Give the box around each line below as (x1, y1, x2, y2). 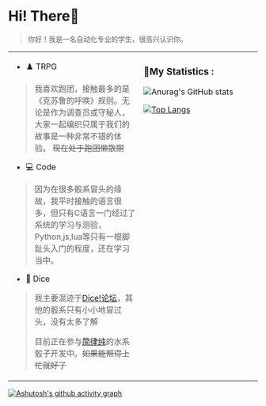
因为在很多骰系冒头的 (34, 184, 115, 195)
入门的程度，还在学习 (50, 243, 131, 254)
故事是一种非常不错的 (34, 131, 115, 142)
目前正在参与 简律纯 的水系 (34, 336, 131, 347)
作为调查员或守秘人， (50, 107, 131, 118)
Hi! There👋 (8, 7, 80, 25)
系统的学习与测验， (34, 219, 107, 230)
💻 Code (25, 161, 57, 173)
